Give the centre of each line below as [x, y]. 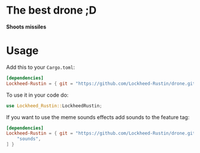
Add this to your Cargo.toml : [41, 67]
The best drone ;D [51, 10]
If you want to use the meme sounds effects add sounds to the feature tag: [98, 117]
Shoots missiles [26, 27]
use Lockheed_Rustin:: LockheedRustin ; [54, 106]
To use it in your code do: [37, 95]
